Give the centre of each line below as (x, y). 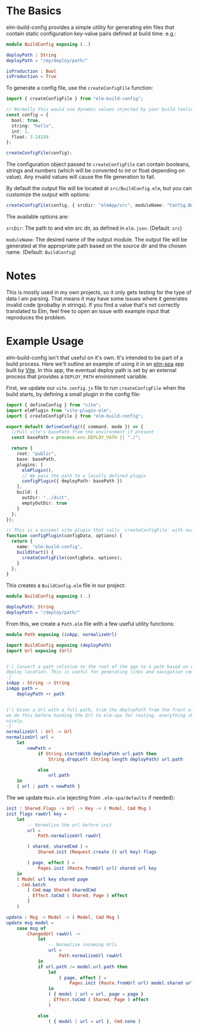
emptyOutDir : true (44, 503)
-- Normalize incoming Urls (82, 945)
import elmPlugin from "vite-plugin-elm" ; (59, 410)
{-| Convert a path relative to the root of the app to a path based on (97, 666)
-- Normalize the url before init (70, 825)
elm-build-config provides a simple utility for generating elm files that (90, 27)
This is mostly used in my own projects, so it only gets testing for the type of (99, 292)
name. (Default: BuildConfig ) (41, 252)
